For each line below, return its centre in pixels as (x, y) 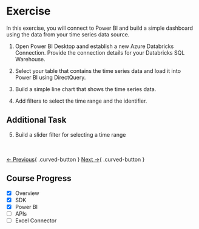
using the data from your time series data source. (68, 34)
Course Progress (39, 178)
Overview (27, 193)
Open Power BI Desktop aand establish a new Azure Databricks (94, 46)
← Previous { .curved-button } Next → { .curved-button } (76, 159)
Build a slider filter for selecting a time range (70, 134)
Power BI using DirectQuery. (50, 77)
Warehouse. (30, 59)
